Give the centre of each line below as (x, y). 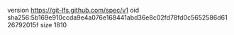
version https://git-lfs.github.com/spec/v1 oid (73, 10)
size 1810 (54, 25)
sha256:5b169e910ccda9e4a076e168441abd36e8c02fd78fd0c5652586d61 (118, 17)
